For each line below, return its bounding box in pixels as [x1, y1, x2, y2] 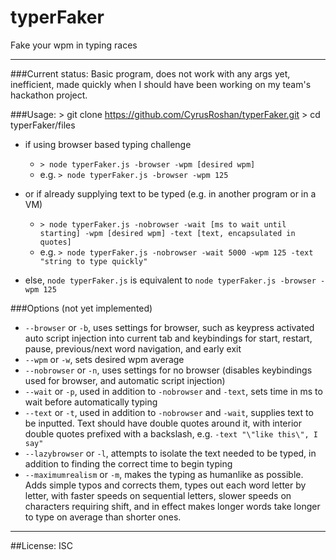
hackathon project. [10, 89, 88, 101]
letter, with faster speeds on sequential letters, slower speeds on [24, 489, 292, 501]
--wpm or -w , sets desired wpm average [24, 353, 185, 365]
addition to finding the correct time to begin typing [24, 457, 233, 470]
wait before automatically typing [24, 396, 158, 408]
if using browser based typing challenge [24, 138, 192, 150]
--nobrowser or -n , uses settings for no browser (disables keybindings [24, 364, 313, 376]
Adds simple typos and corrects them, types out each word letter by [24, 479, 307, 491]
